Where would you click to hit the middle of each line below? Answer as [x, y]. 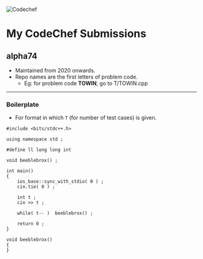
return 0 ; [31, 224]
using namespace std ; [35, 139]
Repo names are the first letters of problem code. [76, 77]
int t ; [27, 197]
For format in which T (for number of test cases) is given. [86, 118]
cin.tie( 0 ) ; [36, 187]
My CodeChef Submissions [76, 34]
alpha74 [22, 56]
